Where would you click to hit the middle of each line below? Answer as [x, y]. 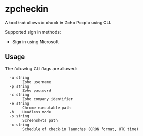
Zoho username [37, 82]
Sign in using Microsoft [35, 41]
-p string [19, 86]
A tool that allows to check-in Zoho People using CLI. [58, 23]
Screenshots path [40, 120]
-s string [19, 116]
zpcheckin [27, 9]
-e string [19, 103]
